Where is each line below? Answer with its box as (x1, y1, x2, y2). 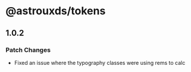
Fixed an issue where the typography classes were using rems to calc (14, 59, 186, 66)
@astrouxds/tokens (5, 4, 106, 18)
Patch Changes (5, 46, 51, 54)
